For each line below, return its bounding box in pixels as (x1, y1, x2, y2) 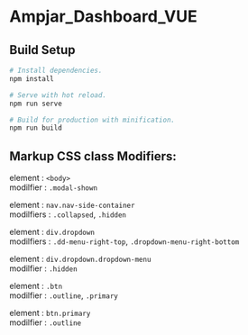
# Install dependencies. (9, 66, 103, 75)
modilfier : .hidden (9, 263, 78, 274)
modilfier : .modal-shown (9, 182, 97, 193)
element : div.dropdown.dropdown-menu (9, 254, 152, 265)
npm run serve (9, 99, 63, 108)
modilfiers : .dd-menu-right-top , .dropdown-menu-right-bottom (9, 236, 240, 247)
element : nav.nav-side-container (9, 200, 135, 211)
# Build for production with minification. (9, 115, 176, 124)
